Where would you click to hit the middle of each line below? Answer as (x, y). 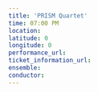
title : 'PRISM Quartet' (48, 16)
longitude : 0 (30, 46)
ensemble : (25, 68)
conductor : (27, 75)
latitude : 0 (28, 38)
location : (25, 30)
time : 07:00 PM (34, 23)
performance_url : (37, 53)
